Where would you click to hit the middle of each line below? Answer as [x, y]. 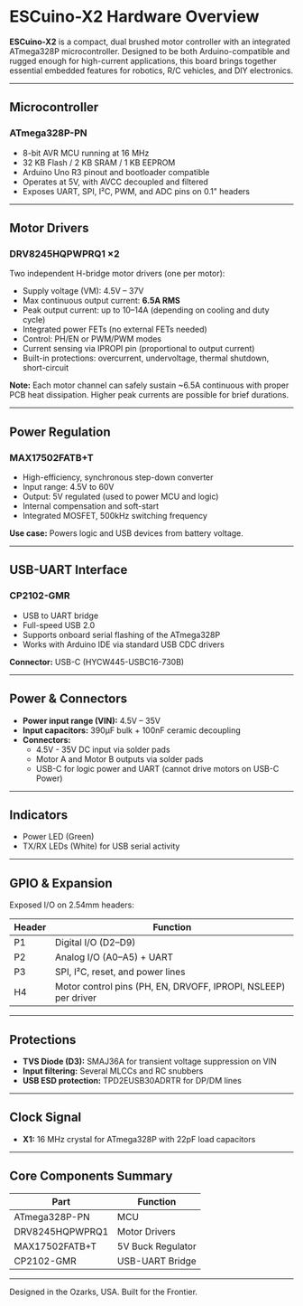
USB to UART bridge [60, 615]
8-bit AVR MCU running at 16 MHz [86, 153]
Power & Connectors [69, 699]
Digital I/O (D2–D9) [96, 943]
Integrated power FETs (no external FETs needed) [115, 329]
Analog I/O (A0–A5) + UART [115, 957]
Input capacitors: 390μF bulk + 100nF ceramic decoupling [131, 730]
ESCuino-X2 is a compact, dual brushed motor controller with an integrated [150, 42]
